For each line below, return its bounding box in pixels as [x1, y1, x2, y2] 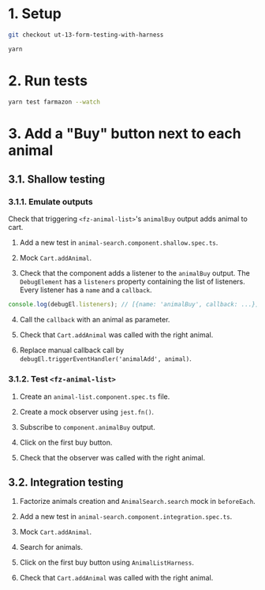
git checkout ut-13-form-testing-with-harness [8, 31, 164, 39]
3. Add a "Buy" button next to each [8, 124, 242, 142]
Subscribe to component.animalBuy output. [19, 422, 155, 431]
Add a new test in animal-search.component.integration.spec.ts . [19, 512, 233, 521]
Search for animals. [19, 543, 84, 552]
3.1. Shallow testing [8, 173, 105, 186]
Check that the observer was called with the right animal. [19, 453, 206, 462]
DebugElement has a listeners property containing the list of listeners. [19, 277, 246, 287]
